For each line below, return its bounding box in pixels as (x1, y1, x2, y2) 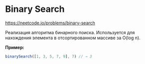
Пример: (5, 44, 25, 50)
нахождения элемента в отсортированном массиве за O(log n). (5, 35, 141, 41)
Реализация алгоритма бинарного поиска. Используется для (5, 29, 135, 35)
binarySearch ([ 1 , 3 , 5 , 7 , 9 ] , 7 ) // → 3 (5, 54, 92, 59)
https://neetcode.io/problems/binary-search (5, 20, 95, 26)
